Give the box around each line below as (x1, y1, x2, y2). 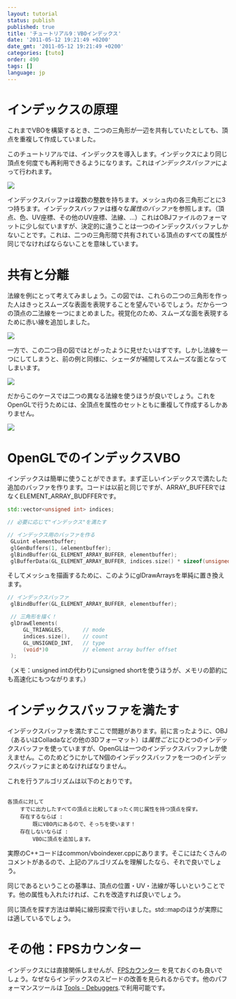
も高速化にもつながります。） (7, 675, 90, 683)
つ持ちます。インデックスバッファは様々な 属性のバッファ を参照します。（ (7, 205, 218, 213)
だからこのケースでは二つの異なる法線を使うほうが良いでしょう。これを (7, 392, 216, 400)
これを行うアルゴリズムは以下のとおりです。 (7, 777, 136, 785)
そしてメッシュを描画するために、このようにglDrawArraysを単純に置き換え (7, 571, 225, 580)
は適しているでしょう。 (7, 914, 75, 922)
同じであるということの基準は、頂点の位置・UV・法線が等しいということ (7, 882, 219, 890)
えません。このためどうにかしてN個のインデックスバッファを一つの (7, 753, 202, 762)
